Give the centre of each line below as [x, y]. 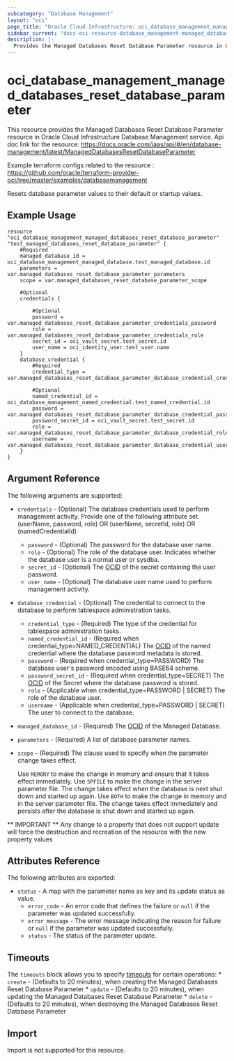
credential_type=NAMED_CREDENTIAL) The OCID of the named [119, 646]
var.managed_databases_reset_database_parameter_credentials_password [112, 323]
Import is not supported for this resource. [67, 1050]
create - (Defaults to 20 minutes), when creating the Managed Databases [112, 982]
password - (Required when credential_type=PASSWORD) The [116, 660]
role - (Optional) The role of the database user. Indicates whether [122, 552]
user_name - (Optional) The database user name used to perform [120, 581]
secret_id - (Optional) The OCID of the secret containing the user [122, 567]
